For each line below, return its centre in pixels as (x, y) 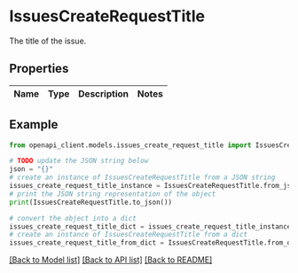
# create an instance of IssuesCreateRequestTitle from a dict (129, 235)
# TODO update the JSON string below (79, 161)
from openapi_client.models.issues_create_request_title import (130, 145)
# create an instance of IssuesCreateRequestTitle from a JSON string (142, 178)
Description (103, 93)
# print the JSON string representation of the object (113, 194)
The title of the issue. (48, 41)
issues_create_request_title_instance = (85, 186)
